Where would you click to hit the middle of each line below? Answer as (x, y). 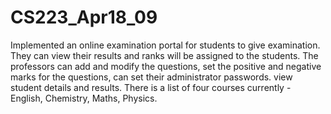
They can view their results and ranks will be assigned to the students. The (164, 55)
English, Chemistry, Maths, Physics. (84, 98)
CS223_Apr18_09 (84, 17)
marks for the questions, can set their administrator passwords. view (151, 77)
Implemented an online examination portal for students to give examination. (165, 45)
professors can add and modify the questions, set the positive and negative (166, 66)
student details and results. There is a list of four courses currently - (151, 87)
